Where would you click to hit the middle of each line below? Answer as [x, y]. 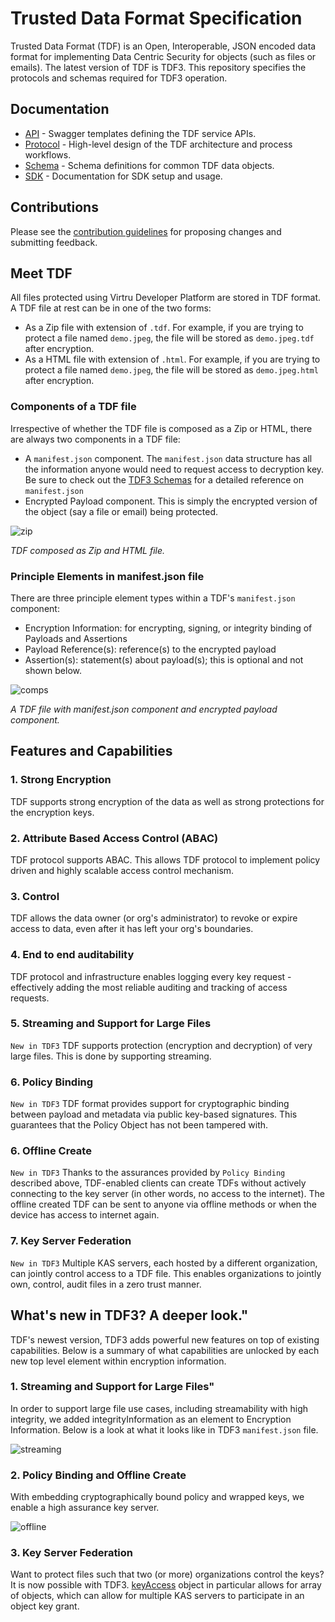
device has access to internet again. [85, 1215]
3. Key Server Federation [72, 1553]
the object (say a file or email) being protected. [121, 511]
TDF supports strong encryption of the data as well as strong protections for [167, 801]
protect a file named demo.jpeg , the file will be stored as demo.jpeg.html [171, 370]
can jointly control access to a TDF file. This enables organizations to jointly [166, 1273]
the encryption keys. [52, 812]
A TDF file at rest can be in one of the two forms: [111, 308]
